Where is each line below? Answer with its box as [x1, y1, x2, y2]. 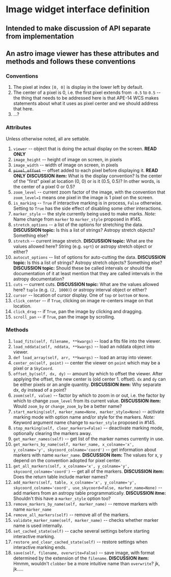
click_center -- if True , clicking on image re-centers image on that [13, 297, 153, 303]
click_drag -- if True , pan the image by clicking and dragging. [13, 308, 143, 315]
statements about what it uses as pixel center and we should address [13, 101, 158, 107]
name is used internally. [13, 522, 63, 528]
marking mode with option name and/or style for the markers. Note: [13, 414, 155, 420]
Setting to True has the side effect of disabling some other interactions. [13, 205, 162, 211]
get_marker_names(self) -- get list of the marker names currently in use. [13, 436, 164, 442]
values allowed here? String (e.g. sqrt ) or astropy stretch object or [13, 243, 153, 249]
